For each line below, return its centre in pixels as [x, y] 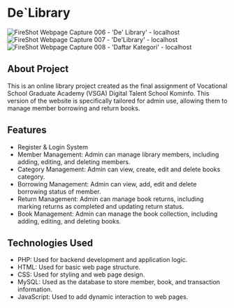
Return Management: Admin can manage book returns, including [110, 199]
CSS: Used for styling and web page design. [81, 274]
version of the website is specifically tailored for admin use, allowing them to [117, 101]
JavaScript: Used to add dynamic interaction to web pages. [103, 297]
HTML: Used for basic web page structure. [79, 267]
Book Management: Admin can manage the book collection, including [117, 214]
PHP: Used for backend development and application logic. [102, 260]
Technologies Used [50, 243]
